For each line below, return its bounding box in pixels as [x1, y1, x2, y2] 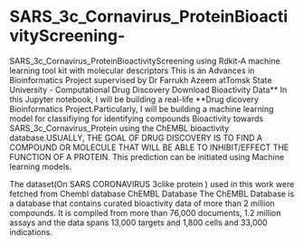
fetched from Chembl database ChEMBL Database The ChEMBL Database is [9, 188, 295, 199]
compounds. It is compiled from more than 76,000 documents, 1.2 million [9, 207, 281, 218]
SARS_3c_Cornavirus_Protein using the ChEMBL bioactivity [9, 122, 230, 133]
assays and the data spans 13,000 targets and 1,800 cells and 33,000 [9, 217, 269, 228]
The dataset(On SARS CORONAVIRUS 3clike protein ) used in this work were [9, 178, 295, 189]
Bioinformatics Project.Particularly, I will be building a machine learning [9, 103, 274, 114]
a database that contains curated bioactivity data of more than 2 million [9, 197, 276, 209]
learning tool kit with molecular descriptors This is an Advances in [9, 65, 255, 76]
